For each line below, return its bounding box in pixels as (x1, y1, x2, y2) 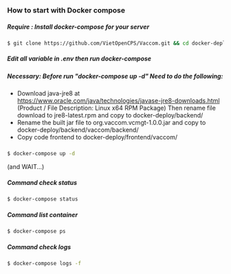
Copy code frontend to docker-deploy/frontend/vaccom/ (16, 133, 177, 141)
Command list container (7, 210, 78, 218)
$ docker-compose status (7, 196, 78, 203)
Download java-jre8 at (16, 89, 80, 98)
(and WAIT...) (7, 163, 45, 171)
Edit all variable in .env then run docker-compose (7, 54, 152, 63)
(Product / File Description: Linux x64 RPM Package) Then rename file (16, 104, 217, 112)
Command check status (7, 178, 78, 187)
